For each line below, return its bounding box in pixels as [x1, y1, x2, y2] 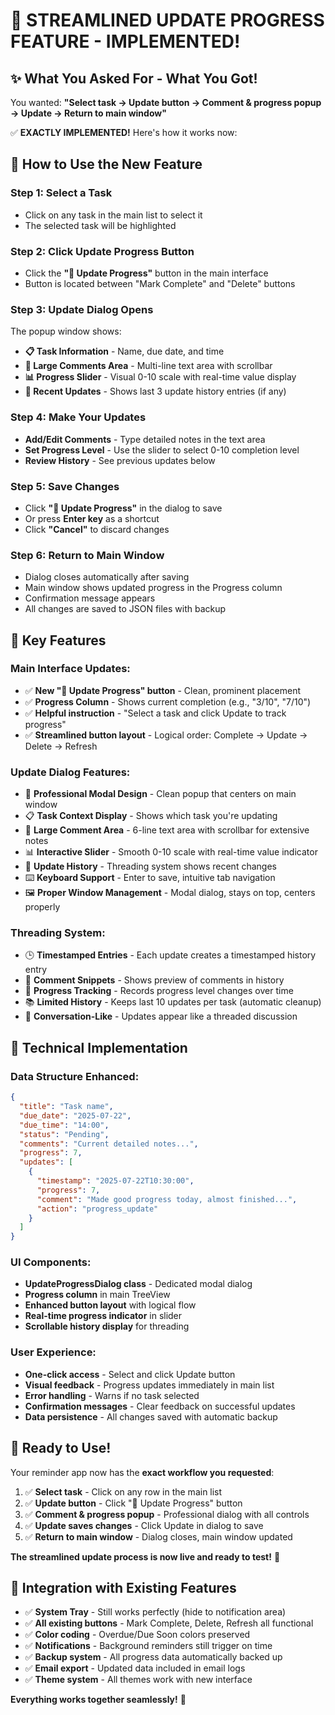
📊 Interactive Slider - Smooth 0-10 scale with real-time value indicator [24, 846, 318, 858]
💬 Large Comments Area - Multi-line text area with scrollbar [24, 360, 273, 372]
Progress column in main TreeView [24, 1289, 171, 1301]
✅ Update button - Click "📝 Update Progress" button [24, 1497, 243, 1509]
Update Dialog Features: [10, 765, 131, 779]
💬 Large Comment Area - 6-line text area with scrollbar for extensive [24, 824, 310, 836]
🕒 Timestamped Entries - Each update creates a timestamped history [24, 949, 317, 961]
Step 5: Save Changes [10, 479, 120, 493]
